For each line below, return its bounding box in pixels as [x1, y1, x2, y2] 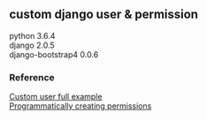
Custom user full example [9, 92, 103, 102]
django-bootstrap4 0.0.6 [9, 49, 99, 60]
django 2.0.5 [9, 40, 55, 50]
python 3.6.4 [9, 30, 56, 41]
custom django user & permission [9, 7, 199, 22]
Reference [9, 71, 55, 83]
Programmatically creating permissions [9, 101, 152, 111]
